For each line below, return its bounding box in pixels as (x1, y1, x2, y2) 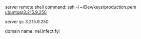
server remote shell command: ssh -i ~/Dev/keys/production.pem (5, 4, 137, 10)
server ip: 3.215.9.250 (5, 19, 49, 24)
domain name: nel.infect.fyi (5, 28, 60, 34)
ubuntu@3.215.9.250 (5, 9, 47, 15)
